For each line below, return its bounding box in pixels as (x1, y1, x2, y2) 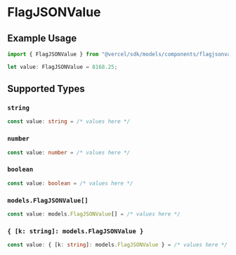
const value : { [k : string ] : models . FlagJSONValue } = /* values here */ (7, 242, 228, 249)
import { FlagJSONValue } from (7, 51, 99, 58)
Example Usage (7, 32, 77, 44)
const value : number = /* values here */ (7, 149, 131, 156)
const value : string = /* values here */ (7, 118, 131, 125)
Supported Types (7, 83, 86, 95)
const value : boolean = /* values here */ (7, 180, 133, 187)
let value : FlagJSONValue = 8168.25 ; (7, 63, 118, 70)
